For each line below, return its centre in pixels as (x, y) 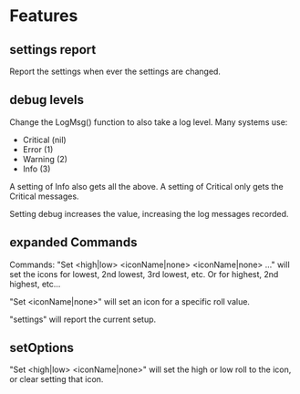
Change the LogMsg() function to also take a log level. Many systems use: (149, 122)
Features (44, 16)
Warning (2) (45, 159)
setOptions (42, 348)
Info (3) (36, 169)
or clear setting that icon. (57, 379)
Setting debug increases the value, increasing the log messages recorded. (149, 213)
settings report (53, 50)
